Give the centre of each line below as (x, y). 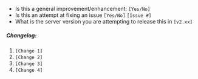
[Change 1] (29, 51)
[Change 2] (29, 57)
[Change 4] (29, 70)
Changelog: (22, 35)
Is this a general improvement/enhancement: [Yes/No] (83, 9)
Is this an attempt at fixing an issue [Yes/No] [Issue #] (83, 15)
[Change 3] (29, 64)
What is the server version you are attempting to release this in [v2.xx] (104, 21)
